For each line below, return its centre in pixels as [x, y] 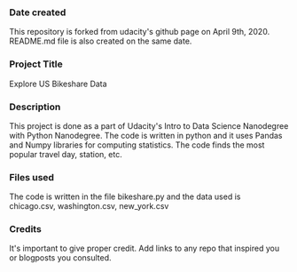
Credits [25, 229]
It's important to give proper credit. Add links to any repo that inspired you [145, 248]
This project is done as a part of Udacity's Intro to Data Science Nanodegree [149, 125]
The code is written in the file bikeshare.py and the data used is [125, 196]
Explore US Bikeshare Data [59, 84]
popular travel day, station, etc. [66, 154]
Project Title [36, 64]
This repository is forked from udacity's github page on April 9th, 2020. [140, 32]
